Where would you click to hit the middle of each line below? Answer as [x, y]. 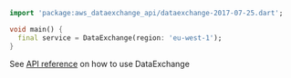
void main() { [36, 29]
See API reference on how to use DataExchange [99, 63]
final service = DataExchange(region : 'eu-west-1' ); [120, 38]
